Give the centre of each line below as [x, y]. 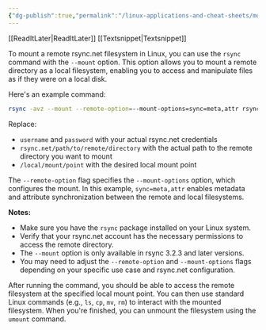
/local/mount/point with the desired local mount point [108, 164]
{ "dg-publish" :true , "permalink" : [63, 15]
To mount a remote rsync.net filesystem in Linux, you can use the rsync [125, 53]
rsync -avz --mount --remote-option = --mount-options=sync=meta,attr [123, 109]
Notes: [20, 212]
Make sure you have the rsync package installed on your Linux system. [135, 228]
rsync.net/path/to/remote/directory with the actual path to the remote [136, 148]
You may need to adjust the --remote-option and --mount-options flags [135, 261]
